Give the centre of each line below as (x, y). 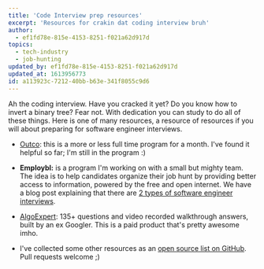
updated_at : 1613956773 (47, 74)
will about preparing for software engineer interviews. (95, 129)
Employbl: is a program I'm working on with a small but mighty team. (132, 168)
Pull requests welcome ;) (59, 256)
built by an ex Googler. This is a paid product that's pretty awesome (130, 224)
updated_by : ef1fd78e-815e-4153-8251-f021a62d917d (93, 67)
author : (21, 30)
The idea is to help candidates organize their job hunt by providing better (138, 176)
